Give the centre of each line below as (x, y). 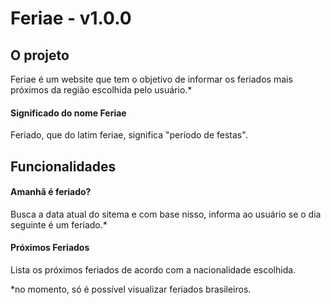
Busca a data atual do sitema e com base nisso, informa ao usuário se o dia (166, 214)
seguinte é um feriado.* (59, 224)
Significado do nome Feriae (68, 113)
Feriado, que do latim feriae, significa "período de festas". (129, 135)
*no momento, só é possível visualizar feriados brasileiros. (131, 289)
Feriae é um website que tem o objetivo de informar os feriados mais (151, 79)
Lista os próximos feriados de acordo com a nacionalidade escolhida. (153, 270)
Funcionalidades (63, 166)
